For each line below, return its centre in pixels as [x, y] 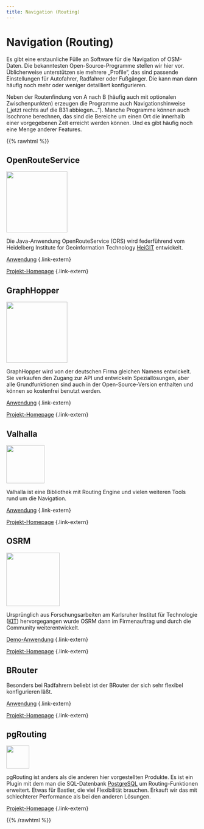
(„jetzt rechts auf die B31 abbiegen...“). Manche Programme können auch [98, 110]
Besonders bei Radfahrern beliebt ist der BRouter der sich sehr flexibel [95, 685]
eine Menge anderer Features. [44, 129]
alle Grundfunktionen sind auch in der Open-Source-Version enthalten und [100, 384]
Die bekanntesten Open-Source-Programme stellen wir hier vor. [104, 65]
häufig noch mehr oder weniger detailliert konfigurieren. [77, 85]
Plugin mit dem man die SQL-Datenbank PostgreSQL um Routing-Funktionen [102, 784]
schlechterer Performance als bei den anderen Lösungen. [79, 797]
